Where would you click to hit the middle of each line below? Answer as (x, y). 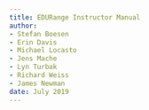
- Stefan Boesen (39, 34)
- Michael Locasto (43, 51)
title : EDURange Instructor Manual (75, 17)
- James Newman (37, 83)
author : (24, 26)
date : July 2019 (39, 91)
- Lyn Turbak (33, 67)
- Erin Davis (33, 42)
